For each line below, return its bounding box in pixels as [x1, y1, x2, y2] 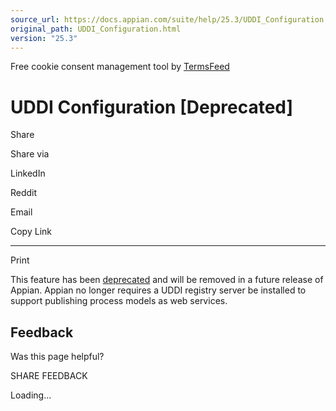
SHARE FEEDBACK [10, 370, 88, 382]
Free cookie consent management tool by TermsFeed [10, 61, 230, 73]
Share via [10, 148, 50, 160]
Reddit [10, 187, 38, 199]
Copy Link [10, 226, 52, 238]
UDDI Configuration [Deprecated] [10, 96, 294, 118]
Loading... [10, 389, 52, 401]
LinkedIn [10, 167, 46, 180]
